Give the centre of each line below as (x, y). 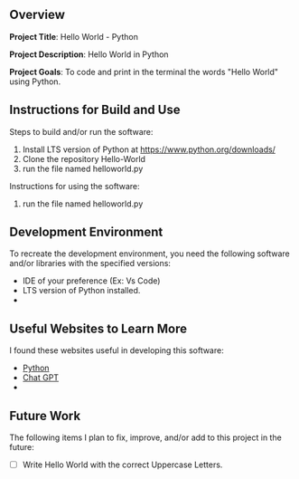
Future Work (45, 416)
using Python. (35, 81)
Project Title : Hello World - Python (74, 36)
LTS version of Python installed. (81, 291)
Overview (37, 15)
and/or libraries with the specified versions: (90, 263)
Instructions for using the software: (75, 186)
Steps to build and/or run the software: (81, 131)
